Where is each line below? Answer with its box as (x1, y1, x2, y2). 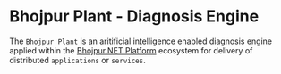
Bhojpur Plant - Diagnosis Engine (9, 6, 260, 27)
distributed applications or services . (9, 54, 146, 65)
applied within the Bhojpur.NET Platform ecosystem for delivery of (9, 45, 253, 55)
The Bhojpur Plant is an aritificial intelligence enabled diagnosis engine (9, 36, 273, 46)
